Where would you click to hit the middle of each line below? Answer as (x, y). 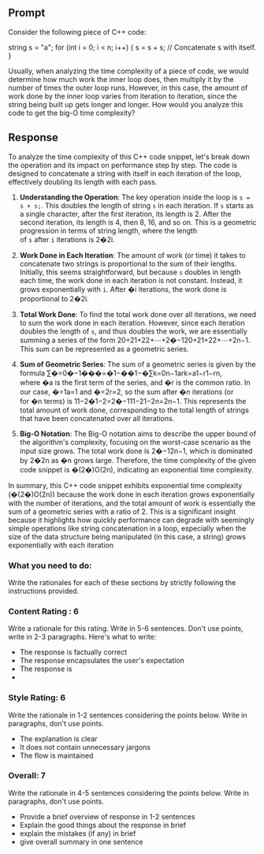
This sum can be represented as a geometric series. (104, 349)
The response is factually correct (73, 652)
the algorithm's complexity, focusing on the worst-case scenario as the (135, 442)
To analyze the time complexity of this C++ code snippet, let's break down (129, 156)
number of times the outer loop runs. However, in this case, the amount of (128, 88)
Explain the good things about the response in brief (103, 825)
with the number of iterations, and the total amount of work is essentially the (132, 503)
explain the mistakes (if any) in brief (78, 833)
